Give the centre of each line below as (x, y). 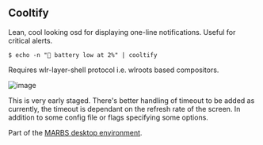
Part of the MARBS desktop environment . (75, 132)
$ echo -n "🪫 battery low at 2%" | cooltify (83, 55)
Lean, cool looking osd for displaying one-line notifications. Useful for (122, 32)
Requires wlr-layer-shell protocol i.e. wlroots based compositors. (114, 70)
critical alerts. (30, 40)
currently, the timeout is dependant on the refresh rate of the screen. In (124, 109)
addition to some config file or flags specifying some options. (108, 117)
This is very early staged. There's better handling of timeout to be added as (131, 100)
